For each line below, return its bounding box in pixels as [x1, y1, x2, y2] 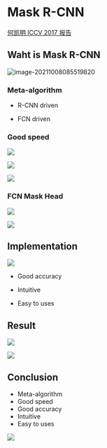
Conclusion [7, 371, 59, 383]
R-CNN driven [17, 101, 58, 109]
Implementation [7, 240, 78, 252]
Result [7, 320, 36, 332]
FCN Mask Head [7, 191, 64, 201]
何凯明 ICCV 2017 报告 [7, 28, 72, 36]
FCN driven [17, 115, 51, 123]
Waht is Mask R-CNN [7, 49, 101, 61]
